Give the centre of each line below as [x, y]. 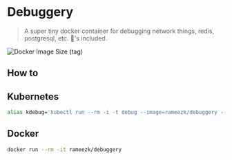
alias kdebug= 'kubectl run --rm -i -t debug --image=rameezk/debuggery [112, 113]
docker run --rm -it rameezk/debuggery [65, 149]
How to [23, 73]
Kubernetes [33, 96]
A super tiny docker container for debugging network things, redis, [119, 31]
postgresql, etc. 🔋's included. [66, 38]
